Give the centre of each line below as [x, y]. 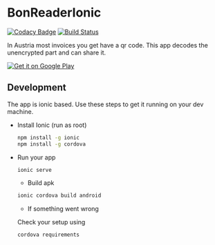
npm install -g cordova [52, 144]
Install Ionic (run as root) [52, 125]
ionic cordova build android [59, 196]
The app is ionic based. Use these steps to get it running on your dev [105, 104]
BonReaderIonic [54, 13]
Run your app [36, 157]
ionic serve [34, 170]
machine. [20, 111]
